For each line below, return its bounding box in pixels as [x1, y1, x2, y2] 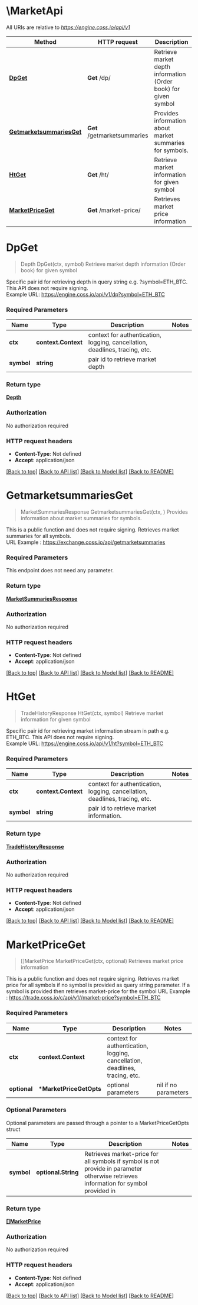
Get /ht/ [87, 170, 109, 179]
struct [6, 1126, 21, 1133]
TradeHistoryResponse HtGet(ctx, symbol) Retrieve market [20, 710, 164, 717]
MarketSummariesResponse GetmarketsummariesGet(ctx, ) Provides [20, 508, 189, 515]
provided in [84, 1187, 116, 1195]
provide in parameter [84, 1164, 143, 1172]
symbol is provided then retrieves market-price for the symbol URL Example [6, 988, 190, 995]
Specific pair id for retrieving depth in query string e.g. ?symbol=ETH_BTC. [6, 278, 188, 285]
